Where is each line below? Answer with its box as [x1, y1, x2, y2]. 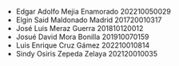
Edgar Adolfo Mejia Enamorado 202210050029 [15, 7, 172, 16]
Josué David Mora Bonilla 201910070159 [15, 32, 149, 41]
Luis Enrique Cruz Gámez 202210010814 [15, 41, 150, 50]
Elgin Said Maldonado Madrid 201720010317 [15, 15, 162, 25]
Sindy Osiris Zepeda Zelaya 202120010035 [15, 49, 158, 58]
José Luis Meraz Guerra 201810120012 [15, 24, 144, 33]
